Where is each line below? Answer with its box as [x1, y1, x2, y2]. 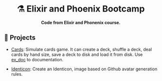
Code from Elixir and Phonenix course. [41, 19, 121, 25]
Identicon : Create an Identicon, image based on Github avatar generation [11, 66, 158, 72]
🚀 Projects [4, 34, 36, 42]
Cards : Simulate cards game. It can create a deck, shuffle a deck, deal [11, 46, 152, 52]
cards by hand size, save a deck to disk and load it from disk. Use [11, 52, 143, 57]
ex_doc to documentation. [11, 56, 64, 62]
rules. [11, 71, 23, 77]
